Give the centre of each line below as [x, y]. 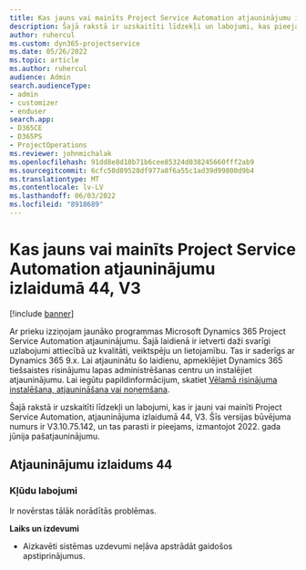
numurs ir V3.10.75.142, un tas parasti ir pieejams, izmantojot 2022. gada [145, 426]
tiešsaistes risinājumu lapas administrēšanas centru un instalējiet [131, 369]
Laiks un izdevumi [44, 528]
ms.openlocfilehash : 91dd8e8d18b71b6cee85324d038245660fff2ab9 [132, 162]
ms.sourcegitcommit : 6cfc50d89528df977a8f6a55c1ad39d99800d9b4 [132, 171]
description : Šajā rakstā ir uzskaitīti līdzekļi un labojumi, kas [140, 26]
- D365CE [26, 129]
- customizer [34, 103]
